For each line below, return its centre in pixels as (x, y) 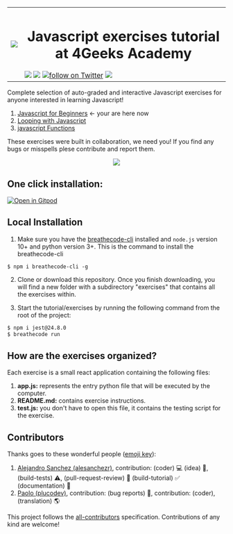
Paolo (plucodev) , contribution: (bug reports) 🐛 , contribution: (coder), (116, 493)
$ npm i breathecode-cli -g (48, 267)
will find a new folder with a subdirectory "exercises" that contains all (116, 287)
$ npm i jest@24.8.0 (37, 328)
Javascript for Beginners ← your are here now (83, 113)
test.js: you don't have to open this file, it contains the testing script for (119, 408)
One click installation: (55, 184)
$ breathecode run (34, 334)
